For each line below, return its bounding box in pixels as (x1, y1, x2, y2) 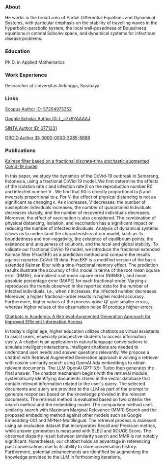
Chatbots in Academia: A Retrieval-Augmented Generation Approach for (5, 314, 151, 320)
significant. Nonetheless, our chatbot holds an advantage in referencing (5, 438, 151, 444)
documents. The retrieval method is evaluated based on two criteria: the (5, 396, 151, 402)
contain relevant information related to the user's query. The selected (5, 381, 146, 387)
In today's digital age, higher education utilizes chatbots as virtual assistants (5, 328, 160, 334)
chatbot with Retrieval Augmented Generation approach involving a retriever (5, 355, 160, 360)
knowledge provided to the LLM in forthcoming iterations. (5, 454, 121, 460)
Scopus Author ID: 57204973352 (5, 106, 72, 112)
